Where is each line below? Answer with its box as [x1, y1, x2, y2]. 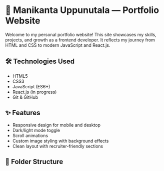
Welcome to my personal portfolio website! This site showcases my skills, [5, 31, 156, 37]
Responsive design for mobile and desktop [12, 122, 101, 128]
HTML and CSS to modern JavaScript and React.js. [5, 42, 110, 48]
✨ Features [5, 109, 40, 117]
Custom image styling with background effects [12, 138, 109, 144]
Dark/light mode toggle [12, 127, 60, 133]
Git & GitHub [12, 94, 38, 100]
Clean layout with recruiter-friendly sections [12, 143, 103, 149]
